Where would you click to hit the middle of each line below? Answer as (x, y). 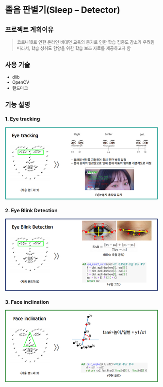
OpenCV (21, 82)
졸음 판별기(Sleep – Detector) (63, 10)
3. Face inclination (27, 302)
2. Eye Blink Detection (31, 211)
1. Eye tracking (23, 119)
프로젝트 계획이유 (29, 29)
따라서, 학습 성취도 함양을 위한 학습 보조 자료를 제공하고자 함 (74, 48)
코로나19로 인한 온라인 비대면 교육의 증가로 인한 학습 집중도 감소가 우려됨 (86, 42)
